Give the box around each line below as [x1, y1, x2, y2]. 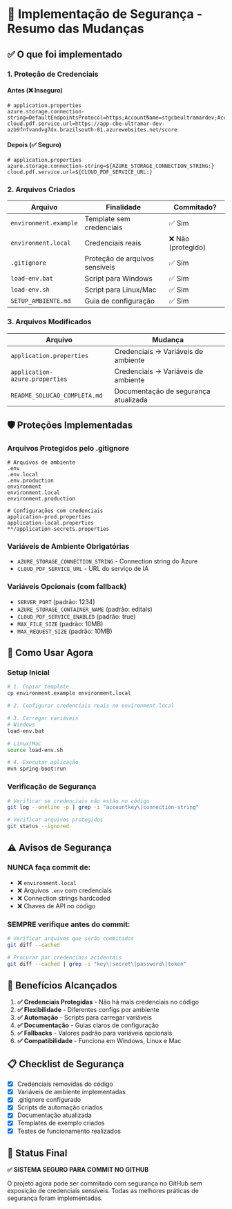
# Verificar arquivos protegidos [7, 816, 104, 823]
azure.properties [10, 375, 68, 383]
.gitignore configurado [17, 1096, 81, 1104]
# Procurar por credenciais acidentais [7, 954, 122, 961]
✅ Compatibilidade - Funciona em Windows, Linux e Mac [17, 1037, 182, 1045]
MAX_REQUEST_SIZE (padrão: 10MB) [17, 627, 113, 635]
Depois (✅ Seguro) [7, 141, 62, 149]
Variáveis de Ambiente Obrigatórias [7, 542, 130, 552]
